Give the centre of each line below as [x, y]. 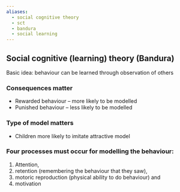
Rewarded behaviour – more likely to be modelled [76, 101]
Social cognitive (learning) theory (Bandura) [90, 58]
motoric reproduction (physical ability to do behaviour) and [88, 177]
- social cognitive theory [45, 17]
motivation [28, 184]
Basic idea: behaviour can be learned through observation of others [90, 72]
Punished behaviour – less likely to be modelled [73, 108]
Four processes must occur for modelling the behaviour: [90, 151]
